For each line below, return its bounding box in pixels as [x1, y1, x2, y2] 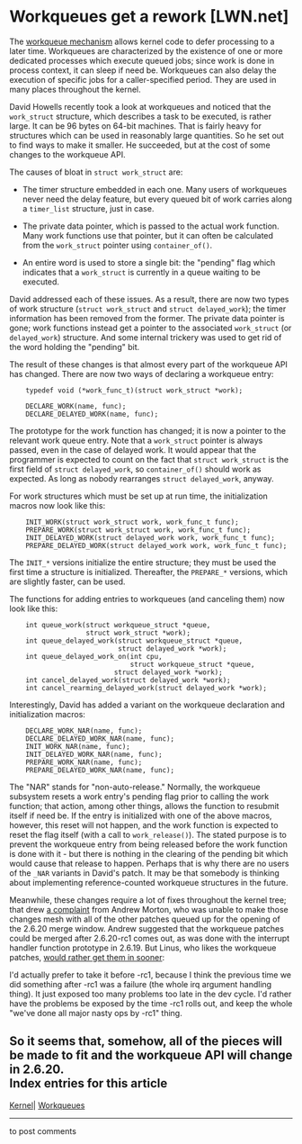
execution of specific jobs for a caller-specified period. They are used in [9, 74, 277, 85]
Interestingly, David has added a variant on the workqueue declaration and [9, 699, 286, 710]
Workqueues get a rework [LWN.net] [9, 6, 289, 27]
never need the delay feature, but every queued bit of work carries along [22, 194, 292, 204]
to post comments [9, 1125, 76, 1136]
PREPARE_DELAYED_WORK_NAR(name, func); [25, 765, 175, 775]
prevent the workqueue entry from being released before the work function [9, 839, 288, 850]
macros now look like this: [9, 500, 106, 510]
